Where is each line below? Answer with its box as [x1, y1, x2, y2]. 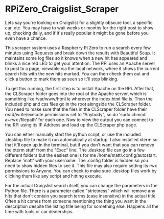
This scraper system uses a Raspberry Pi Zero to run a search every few [5, 45, 151, 50]
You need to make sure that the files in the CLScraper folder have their [5, 106, 147, 112]
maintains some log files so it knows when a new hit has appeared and [5, 55, 148, 61]
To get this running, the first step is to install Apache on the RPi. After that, [5, 85, 155, 91]
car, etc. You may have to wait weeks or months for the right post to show [5, 24, 154, 30]
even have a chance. [5, 35, 47, 41]
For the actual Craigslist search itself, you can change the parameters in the [5, 182, 158, 188]
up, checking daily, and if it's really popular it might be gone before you [5, 30, 149, 36]
